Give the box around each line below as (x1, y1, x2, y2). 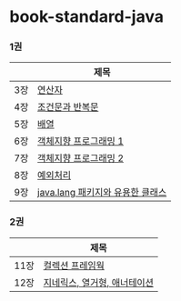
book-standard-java (9, 6, 164, 27)
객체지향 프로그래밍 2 (37, 152, 125, 165)
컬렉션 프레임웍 (43, 259, 105, 272)
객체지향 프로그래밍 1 (37, 135, 125, 147)
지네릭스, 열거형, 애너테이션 (43, 276, 155, 288)
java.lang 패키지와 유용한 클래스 (37, 186, 167, 199)
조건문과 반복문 (37, 101, 99, 114)
